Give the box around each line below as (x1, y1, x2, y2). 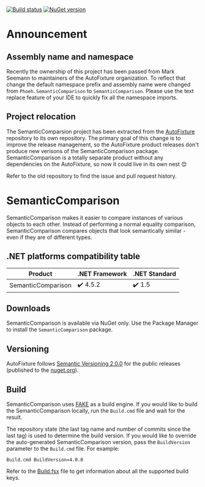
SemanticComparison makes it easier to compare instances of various (6, 214, 184, 221)
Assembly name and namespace (6, 51, 133, 62)
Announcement (6, 28, 88, 41)
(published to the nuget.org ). (6, 366, 79, 374)
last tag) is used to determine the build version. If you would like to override (6, 432, 197, 439)
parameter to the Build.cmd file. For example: (6, 445, 120, 452)
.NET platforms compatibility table (6, 251, 141, 262)
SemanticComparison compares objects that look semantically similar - (6, 227, 186, 234)
